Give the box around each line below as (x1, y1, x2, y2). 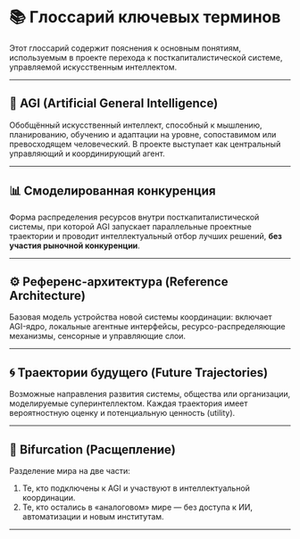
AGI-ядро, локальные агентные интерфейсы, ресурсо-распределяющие (9, 321, 286, 332)
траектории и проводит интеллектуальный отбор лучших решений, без (9, 230, 283, 241)
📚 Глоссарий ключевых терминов (9, 7, 281, 28)
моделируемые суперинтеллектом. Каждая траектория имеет (9, 398, 248, 409)
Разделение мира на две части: (9, 466, 131, 476)
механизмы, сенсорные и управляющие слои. (9, 331, 186, 342)
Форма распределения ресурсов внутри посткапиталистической (9, 211, 260, 222)
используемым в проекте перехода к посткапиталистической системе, (9, 52, 283, 62)
